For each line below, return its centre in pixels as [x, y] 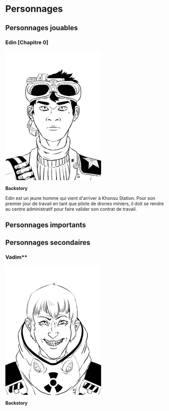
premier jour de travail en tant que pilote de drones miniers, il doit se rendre [85, 203]
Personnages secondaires [48, 243]
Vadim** [16, 257]
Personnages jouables [42, 28]
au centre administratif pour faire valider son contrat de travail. [71, 209]
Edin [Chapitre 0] [27, 42]
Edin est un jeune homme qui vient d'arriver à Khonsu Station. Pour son [80, 198]
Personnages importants [46, 225]
